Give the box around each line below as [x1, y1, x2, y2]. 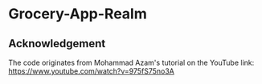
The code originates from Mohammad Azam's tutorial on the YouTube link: [8, 58, 255, 67]
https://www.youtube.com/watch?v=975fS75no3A [8, 66, 174, 76]
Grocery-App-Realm [8, 5, 147, 23]
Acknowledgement [8, 37, 106, 50]
